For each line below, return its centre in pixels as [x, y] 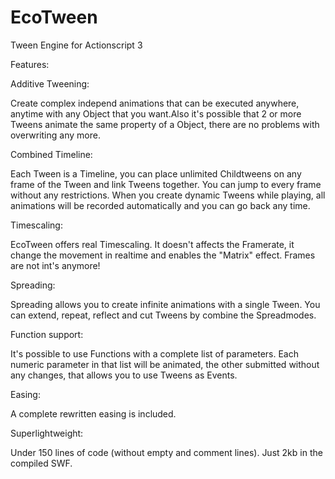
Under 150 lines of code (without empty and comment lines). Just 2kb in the [166, 452]
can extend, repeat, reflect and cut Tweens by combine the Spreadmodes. [163, 315]
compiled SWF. [41, 463]
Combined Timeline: [51, 154]
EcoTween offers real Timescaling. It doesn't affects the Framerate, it [152, 244]
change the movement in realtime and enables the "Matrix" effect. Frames [163, 255]
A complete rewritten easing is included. [93, 413]
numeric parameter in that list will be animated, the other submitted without [165, 364]
